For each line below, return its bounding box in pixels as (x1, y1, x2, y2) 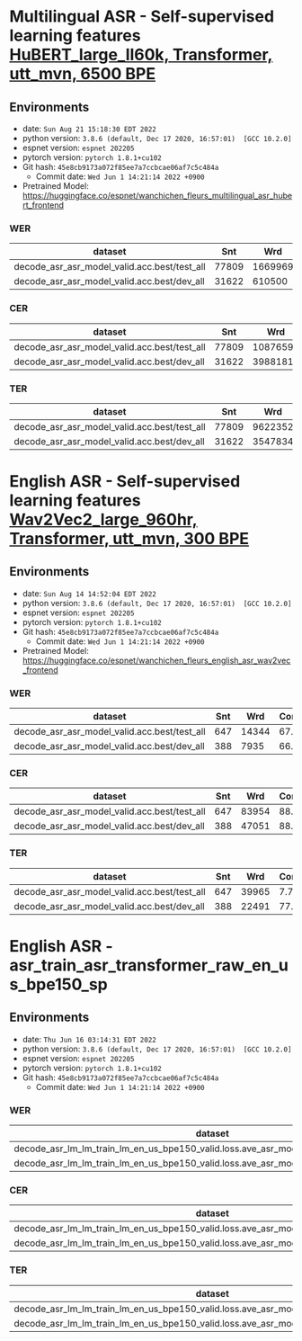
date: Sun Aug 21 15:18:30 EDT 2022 (22, 123, 157, 134)
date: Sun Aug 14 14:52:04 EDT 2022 (22, 587, 157, 599)
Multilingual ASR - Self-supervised (9, 6, 275, 27)
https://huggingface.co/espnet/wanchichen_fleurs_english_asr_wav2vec (22, 655, 291, 666)
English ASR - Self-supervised (9, 471, 241, 492)
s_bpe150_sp (9, 974, 108, 995)
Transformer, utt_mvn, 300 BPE (9, 529, 250, 550)
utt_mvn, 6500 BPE (9, 64, 155, 85)
